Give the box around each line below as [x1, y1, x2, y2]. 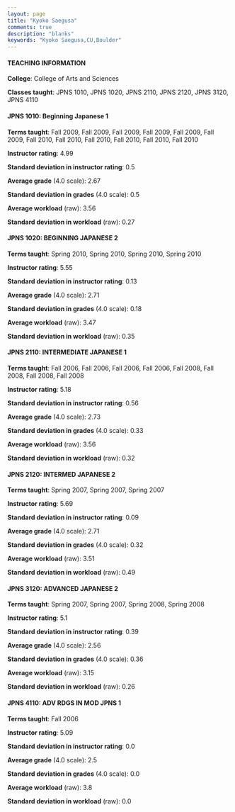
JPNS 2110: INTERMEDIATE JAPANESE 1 [7, 348, 127, 356]
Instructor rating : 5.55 [7, 263, 73, 271]
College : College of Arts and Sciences [7, 74, 119, 83]
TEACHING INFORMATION [7, 58, 86, 67]
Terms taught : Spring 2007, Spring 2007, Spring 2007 [7, 486, 165, 495]
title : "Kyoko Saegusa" [7, 17, 78, 24]
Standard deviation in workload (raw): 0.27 [7, 218, 135, 226]
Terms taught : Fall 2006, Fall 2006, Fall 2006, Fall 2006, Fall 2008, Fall [7, 363, 214, 372]
